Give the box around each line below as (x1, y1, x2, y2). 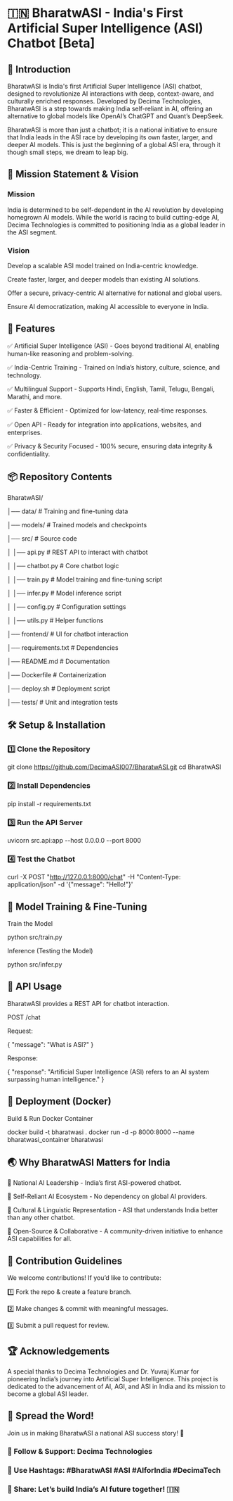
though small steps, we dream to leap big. (7, 148, 128, 156)
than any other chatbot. (7, 1213, 75, 1222)
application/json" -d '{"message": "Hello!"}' (7, 880, 133, 888)
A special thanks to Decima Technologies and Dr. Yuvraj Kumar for (7, 1367, 199, 1376)
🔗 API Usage (7, 981, 62, 993)
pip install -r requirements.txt (7, 799, 91, 808)
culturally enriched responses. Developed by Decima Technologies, (7, 97, 203, 105)
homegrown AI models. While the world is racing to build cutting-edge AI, (7, 213, 220, 221)
